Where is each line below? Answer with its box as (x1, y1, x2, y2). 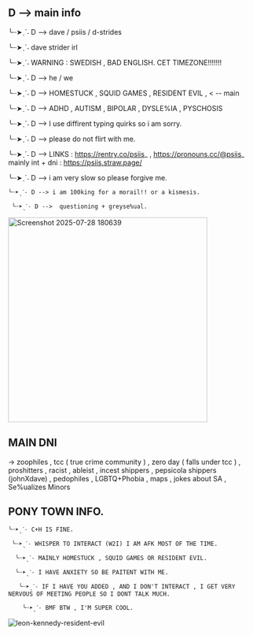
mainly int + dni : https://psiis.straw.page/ (8, 158, 143, 167)
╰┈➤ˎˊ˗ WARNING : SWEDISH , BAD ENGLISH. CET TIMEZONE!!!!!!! (8, 58, 222, 67)
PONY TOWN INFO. (8, 505, 104, 518)
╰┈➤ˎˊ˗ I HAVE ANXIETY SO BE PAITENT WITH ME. (15, 569, 169, 577)
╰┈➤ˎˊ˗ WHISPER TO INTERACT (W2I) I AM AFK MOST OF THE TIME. (11, 540, 218, 548)
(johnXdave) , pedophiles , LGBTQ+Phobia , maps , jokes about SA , (8, 473, 226, 483)
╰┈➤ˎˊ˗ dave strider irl (8, 43, 79, 52)
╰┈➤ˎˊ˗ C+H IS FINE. (8, 525, 74, 534)
